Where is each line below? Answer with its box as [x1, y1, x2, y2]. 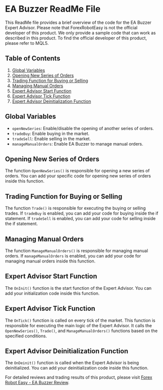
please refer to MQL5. [5, 40, 49, 46]
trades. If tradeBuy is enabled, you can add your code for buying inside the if [5, 210, 159, 216]
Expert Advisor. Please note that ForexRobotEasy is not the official [5, 24, 138, 30]
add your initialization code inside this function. [5, 290, 100, 296]
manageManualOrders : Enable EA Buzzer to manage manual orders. [12, 141, 144, 147]
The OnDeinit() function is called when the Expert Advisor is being [5, 360, 139, 366]
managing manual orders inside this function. [5, 258, 96, 264]
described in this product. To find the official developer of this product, [5, 35, 147, 41]
